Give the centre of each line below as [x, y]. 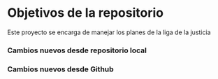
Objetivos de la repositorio [86, 13]
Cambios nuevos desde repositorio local [77, 50]
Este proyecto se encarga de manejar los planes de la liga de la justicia [109, 32]
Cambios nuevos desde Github [60, 69]
